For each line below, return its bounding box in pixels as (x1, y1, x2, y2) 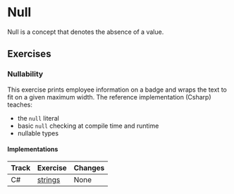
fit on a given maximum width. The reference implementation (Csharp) (7, 92, 211, 101)
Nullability (7, 69, 44, 79)
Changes (73, 163, 105, 173)
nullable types (17, 128, 58, 138)
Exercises (7, 48, 51, 60)
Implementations (7, 145, 58, 154)
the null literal (17, 114, 60, 122)
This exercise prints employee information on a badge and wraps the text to (7, 85, 227, 94)
